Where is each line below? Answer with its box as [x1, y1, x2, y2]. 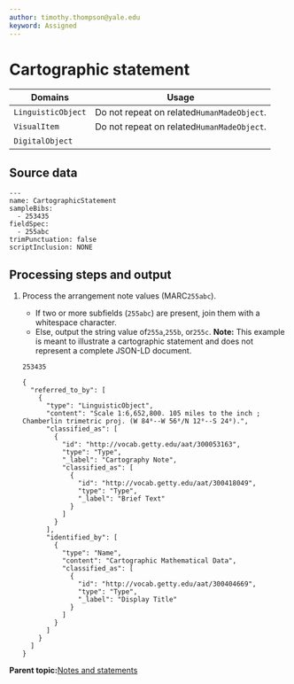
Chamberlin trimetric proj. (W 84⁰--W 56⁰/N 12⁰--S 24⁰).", [21, 417, 249, 426]
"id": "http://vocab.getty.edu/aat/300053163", [61, 440, 241, 449]
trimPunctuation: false [9, 236, 97, 245]
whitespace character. [35, 317, 117, 328]
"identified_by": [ [45, 533, 118, 542]
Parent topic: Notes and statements [9, 665, 138, 676]
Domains [30, 91, 69, 104]
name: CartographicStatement [9, 197, 117, 206]
